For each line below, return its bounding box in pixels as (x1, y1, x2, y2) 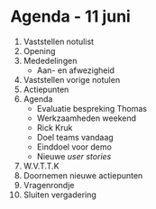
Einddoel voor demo (36, 141, 112, 152)
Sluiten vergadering (23, 189, 97, 200)
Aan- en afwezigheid (36, 65, 115, 76)
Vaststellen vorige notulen (23, 74, 121, 85)
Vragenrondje (23, 179, 75, 190)
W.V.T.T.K (23, 160, 60, 171)
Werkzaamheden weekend (36, 113, 137, 123)
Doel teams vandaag (36, 132, 114, 142)
